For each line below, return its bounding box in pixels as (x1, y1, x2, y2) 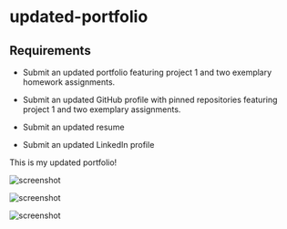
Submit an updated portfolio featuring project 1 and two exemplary (22, 67, 272, 78)
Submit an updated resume (22, 121, 125, 132)
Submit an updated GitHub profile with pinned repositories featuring (22, 94, 278, 105)
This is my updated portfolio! (9, 157, 118, 168)
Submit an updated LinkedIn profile (22, 140, 155, 150)
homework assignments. (22, 77, 116, 88)
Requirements (9, 43, 91, 58)
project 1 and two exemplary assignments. (22, 104, 181, 115)
